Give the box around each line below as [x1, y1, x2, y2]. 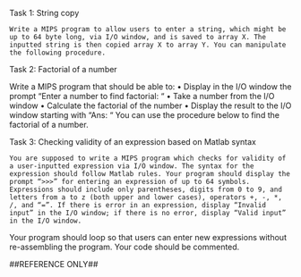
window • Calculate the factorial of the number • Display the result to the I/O [9, 100, 292, 111]
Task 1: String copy [9, 8, 80, 18]
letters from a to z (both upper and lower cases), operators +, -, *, [9, 193, 282, 202]
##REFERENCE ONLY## [9, 259, 99, 269]
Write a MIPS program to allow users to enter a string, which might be [9, 25, 287, 34]
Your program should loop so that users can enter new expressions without [9, 232, 287, 242]
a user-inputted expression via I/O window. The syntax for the [9, 162, 254, 171]
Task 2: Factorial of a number [9, 64, 118, 74]
